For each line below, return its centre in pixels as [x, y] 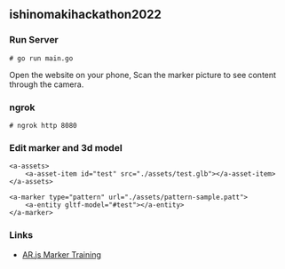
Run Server [34, 40]
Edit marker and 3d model [66, 147]
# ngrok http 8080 [43, 125]
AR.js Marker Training [62, 254]
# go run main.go [41, 58]
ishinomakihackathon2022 [86, 15]
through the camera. [47, 84]
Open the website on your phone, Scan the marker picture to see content [143, 75]
